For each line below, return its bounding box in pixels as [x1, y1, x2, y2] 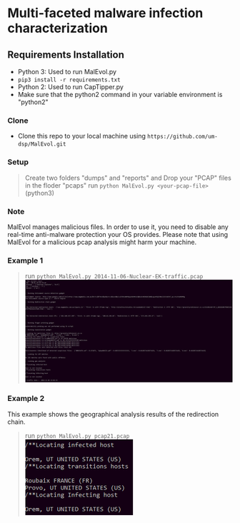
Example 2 [7, 394, 45, 404]
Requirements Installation [7, 49, 125, 61]
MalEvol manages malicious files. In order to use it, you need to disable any [7, 223, 229, 231]
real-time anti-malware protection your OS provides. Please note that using [7, 230, 229, 238]
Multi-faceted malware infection [7, 5, 204, 21]
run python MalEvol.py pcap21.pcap [24, 431, 130, 440]
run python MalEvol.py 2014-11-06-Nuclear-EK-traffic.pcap [24, 272, 204, 280]
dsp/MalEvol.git [17, 141, 66, 148]
